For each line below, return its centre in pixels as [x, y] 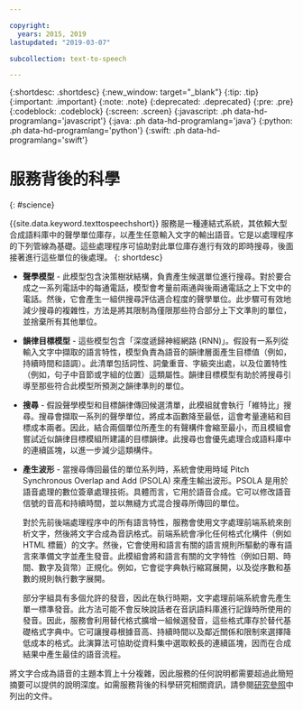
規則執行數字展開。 [74, 579]
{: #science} [32, 205]
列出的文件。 [33, 696]
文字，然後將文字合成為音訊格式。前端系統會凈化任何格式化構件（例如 [161, 534]
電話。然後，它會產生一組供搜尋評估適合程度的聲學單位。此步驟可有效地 [156, 300]
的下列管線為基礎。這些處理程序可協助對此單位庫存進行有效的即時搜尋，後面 [151, 246]
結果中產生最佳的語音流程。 [74, 654]
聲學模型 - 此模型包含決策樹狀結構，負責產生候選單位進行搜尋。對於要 [153, 277]
